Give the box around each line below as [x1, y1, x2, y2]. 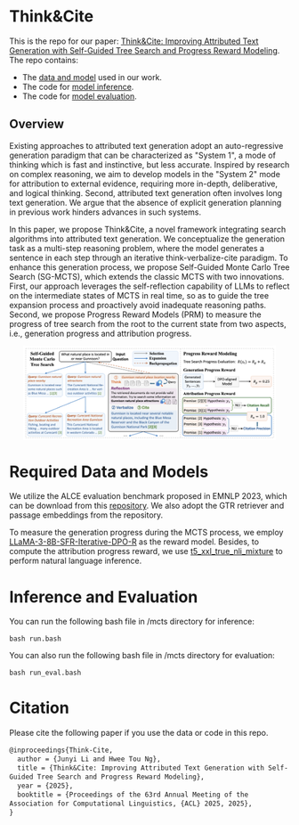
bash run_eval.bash [9, 668, 82, 678]
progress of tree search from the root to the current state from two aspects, [9, 318, 287, 329]
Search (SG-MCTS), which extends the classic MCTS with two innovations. [9, 271, 285, 282]
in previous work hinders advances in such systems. [9, 207, 202, 217]
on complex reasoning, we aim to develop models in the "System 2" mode [9, 168, 280, 179]
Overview [9, 117, 65, 132]
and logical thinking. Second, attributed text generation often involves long [9, 187, 283, 198]
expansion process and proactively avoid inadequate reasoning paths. [9, 299, 267, 310]
